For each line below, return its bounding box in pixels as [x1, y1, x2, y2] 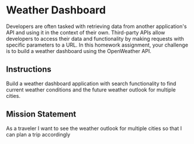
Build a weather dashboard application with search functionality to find [6, 80, 176, 87]
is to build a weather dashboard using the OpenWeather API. [6, 47, 152, 54]
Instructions [6, 65, 51, 75]
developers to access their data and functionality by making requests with [6, 35, 184, 42]
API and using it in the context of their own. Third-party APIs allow [6, 29, 165, 36]
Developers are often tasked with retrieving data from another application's [6, 23, 187, 30]
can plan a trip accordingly [6, 131, 71, 138]
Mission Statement [6, 109, 77, 120]
